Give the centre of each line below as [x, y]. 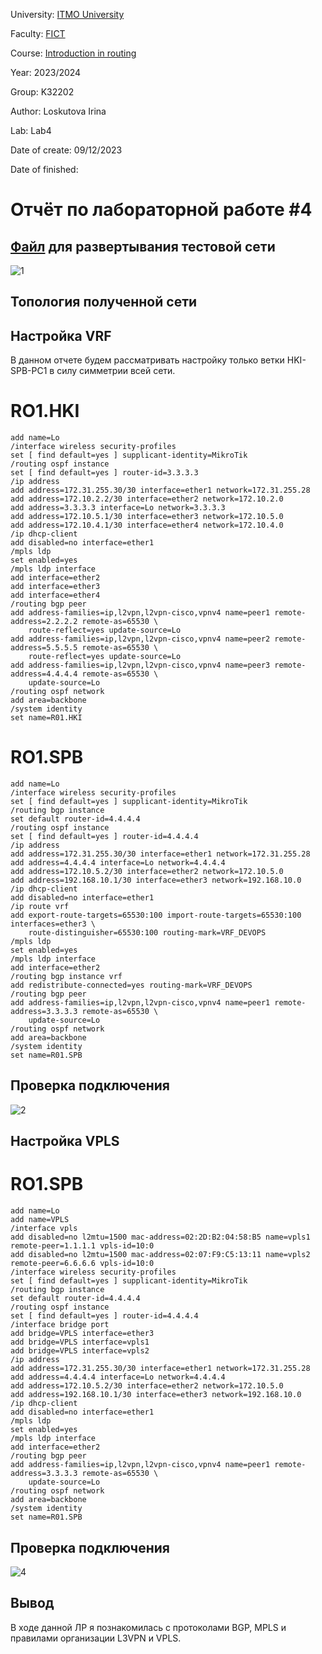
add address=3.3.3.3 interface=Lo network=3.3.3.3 [118, 508]
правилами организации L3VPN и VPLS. [96, 1638]
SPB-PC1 [29, 371]
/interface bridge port [60, 1325]
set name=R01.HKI [46, 718]
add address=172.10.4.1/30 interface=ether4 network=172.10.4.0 [147, 525]
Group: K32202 [42, 92]
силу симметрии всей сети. [116, 371]
